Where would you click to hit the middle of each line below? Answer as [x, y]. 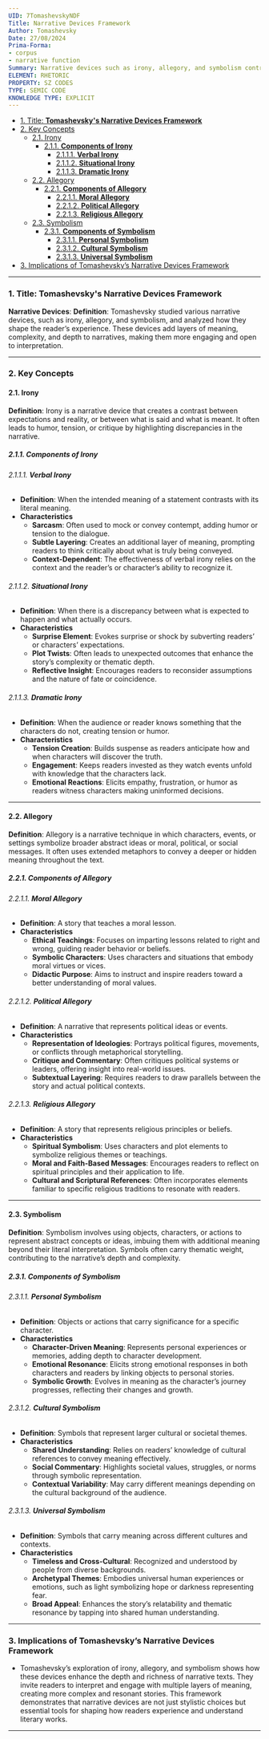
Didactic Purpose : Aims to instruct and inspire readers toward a [137, 975]
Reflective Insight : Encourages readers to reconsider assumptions [142, 671]
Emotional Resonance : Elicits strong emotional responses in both [140, 1364]
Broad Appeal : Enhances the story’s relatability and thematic [132, 1604]
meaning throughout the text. [56, 860]
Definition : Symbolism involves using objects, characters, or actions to [125, 1233]
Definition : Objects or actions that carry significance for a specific [129, 1321]
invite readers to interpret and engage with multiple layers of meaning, [136, 1685]
